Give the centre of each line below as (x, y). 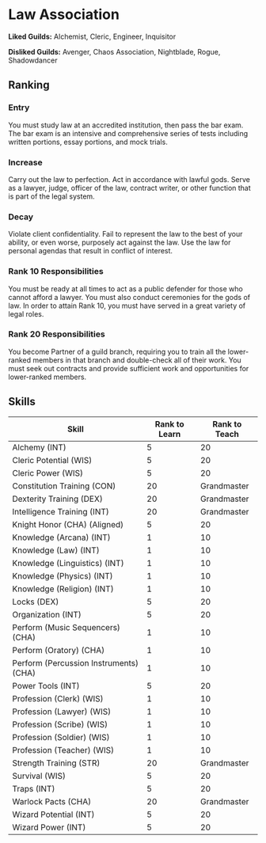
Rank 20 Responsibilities (57, 334)
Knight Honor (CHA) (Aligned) (68, 524)
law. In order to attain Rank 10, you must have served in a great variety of (127, 306)
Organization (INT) (47, 614)
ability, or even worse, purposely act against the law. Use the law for (120, 242)
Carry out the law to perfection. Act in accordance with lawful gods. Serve (129, 179)
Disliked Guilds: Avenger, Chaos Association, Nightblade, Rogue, (114, 51)
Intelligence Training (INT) (61, 511)
